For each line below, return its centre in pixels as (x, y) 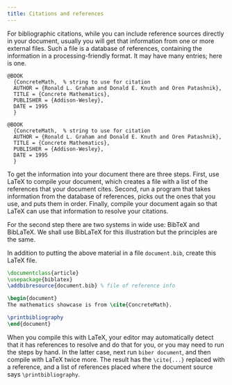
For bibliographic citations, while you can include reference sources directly (116, 33)
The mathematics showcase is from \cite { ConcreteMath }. (90, 305)
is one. (17, 63)
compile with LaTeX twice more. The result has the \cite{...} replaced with (116, 359)
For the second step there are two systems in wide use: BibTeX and (103, 224)
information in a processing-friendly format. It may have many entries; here (115, 56)
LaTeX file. (22, 260)
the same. (22, 239)
